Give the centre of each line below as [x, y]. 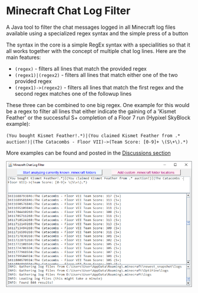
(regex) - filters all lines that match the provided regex [81, 68]
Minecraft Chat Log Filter [68, 11]
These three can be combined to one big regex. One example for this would [98, 105]
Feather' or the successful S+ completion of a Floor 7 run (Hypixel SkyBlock [98, 117]
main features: [24, 57]
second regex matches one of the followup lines [73, 94]
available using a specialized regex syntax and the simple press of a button [97, 33]
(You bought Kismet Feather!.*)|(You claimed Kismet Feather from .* [93, 136]
